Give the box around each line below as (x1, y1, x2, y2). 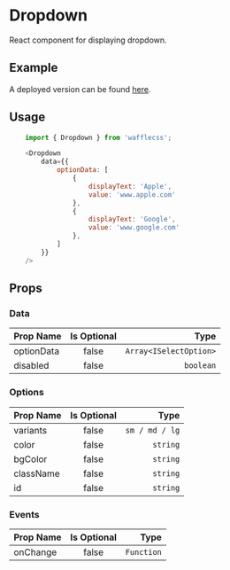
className (13, 467, 60, 480)
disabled (13, 360, 50, 372)
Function (125, 547, 162, 557)
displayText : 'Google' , (88, 215, 176, 224)
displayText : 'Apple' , (88, 182, 172, 191)
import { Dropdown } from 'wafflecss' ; (25, 133, 172, 142)
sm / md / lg (125, 425, 180, 435)
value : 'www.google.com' (88, 223, 180, 232)
